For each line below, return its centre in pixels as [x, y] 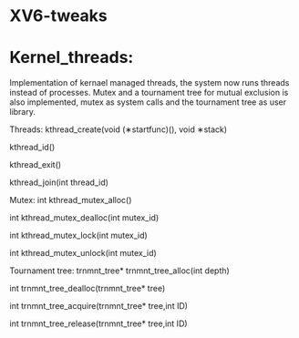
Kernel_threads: [72, 58]
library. [23, 112]
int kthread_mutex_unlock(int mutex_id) [83, 253]
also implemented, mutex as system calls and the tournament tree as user [148, 102]
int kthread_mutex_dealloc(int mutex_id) [84, 218]
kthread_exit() [36, 165]
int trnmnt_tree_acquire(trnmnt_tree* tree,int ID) [99, 306]
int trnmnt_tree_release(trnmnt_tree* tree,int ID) [99, 323]
